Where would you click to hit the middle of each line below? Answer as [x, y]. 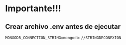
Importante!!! [33, 9]
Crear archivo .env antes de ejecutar [63, 27]
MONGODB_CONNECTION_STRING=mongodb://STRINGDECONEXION [63, 38]
